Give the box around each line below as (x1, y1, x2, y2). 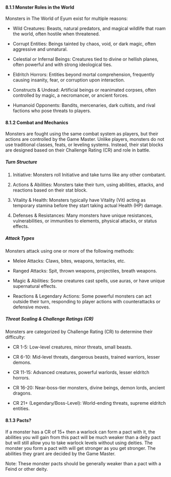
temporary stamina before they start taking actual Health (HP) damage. (12, 202, 163, 209)
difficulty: (5, 334, 26, 340)
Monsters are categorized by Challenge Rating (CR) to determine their (5, 328, 153, 335)
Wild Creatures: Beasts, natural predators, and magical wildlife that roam (12, 26, 166, 32)
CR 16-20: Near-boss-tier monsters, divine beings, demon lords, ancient (12, 385, 165, 391)
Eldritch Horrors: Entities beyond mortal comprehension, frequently (12, 72, 155, 78)
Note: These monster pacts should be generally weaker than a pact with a (5, 460, 161, 466)
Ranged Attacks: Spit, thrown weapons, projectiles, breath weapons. (12, 268, 157, 274)
